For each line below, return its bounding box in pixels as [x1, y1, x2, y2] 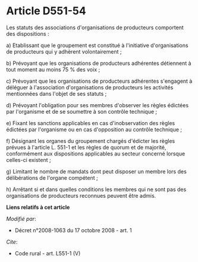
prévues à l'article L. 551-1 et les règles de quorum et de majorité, [6, 144, 166, 151]
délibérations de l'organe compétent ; [6, 174, 98, 181]
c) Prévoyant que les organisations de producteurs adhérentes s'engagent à [6, 77, 193, 85]
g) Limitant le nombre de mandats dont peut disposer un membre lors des [6, 168, 187, 175]
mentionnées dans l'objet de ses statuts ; [6, 90, 107, 97]
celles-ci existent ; [6, 156, 52, 163]
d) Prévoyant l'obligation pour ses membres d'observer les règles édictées [6, 101, 189, 108]
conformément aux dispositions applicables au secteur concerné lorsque [6, 150, 186, 157]
